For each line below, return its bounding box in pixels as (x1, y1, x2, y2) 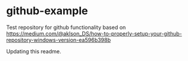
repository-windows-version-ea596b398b (6, 36, 111, 43)
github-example (6, 4, 88, 18)
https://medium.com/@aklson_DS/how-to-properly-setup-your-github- (6, 30, 182, 37)
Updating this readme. (6, 47, 61, 54)
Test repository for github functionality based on (6, 24, 126, 31)
